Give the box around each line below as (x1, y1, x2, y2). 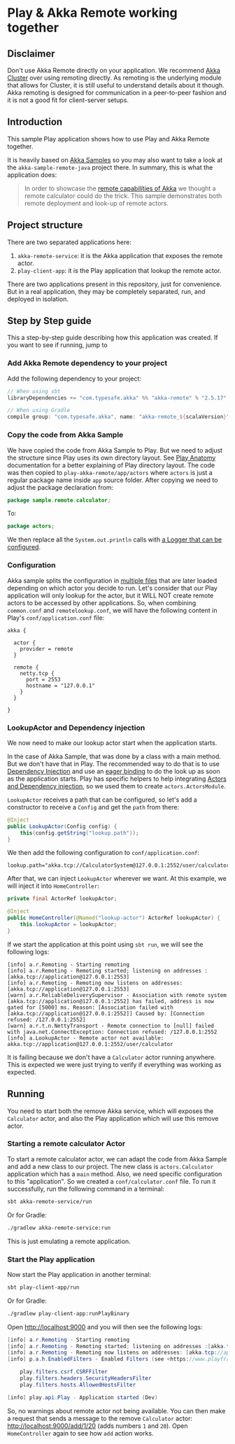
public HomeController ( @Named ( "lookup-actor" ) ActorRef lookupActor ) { (7, 914, 220, 921)
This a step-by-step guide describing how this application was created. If (7, 334, 218, 342)
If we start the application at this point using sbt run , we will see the (7, 940, 204, 949)
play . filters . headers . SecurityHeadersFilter (20, 1375, 152, 1382)
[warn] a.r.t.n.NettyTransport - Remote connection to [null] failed (7, 1022, 215, 1029)
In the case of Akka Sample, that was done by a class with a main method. (7, 752, 222, 760)
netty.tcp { (20, 670, 55, 677)
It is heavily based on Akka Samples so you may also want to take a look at (7, 155, 223, 164)
